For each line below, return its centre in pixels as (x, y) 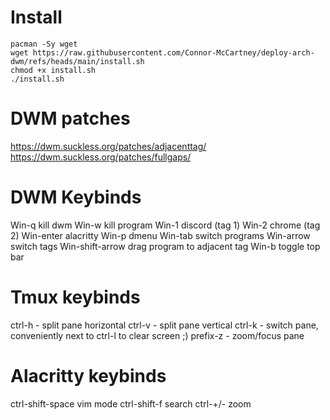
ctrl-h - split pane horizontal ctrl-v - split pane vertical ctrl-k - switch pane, (164, 325)
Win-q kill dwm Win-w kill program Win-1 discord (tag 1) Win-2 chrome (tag (165, 225)
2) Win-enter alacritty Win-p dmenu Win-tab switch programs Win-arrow (160, 235)
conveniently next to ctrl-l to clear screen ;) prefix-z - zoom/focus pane (157, 335)
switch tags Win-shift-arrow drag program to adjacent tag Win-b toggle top (165, 246)
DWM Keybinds (76, 197)
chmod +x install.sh (53, 70)
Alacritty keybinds (88, 375)
